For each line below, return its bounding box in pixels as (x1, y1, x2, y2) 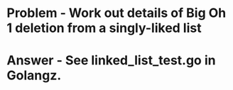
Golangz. (6, 67, 62, 84)
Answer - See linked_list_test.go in (6, 52, 216, 69)
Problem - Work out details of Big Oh (6, 5, 227, 21)
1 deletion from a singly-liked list (6, 20, 202, 36)
